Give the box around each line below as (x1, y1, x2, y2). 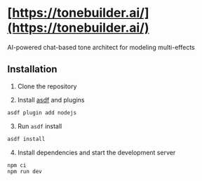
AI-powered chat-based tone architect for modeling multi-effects (7, 43, 195, 51)
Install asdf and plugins (17, 95, 85, 104)
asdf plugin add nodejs (7, 109, 77, 116)
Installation (7, 63, 58, 75)
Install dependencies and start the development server (17, 148, 176, 156)
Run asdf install (17, 121, 62, 130)
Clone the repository (17, 82, 77, 90)
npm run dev (7, 168, 42, 175)
